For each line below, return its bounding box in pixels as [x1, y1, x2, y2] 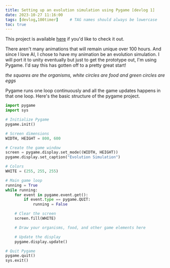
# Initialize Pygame [5, 117, 50, 122]
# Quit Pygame [5, 248, 36, 254]
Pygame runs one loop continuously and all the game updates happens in [5, 88, 161, 94]
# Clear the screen [14, 211, 56, 216]
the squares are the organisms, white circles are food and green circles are [5, 72, 165, 79]
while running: [5, 187, 38, 193]
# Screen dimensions [5, 131, 50, 136]
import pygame [5, 103, 36, 108]
